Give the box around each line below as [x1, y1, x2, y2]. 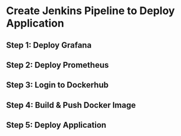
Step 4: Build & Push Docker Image [6, 100, 136, 110]
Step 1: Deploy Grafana [6, 40, 92, 50]
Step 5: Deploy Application [6, 120, 107, 130]
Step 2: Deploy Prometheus [6, 60, 109, 70]
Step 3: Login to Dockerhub [6, 80, 109, 90]
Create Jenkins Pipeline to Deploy [6, 4, 175, 18]
